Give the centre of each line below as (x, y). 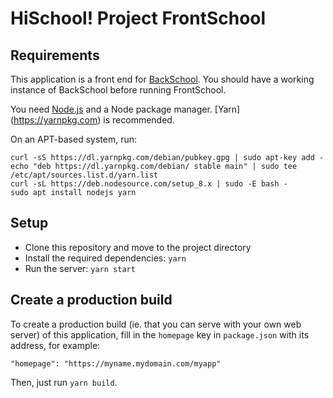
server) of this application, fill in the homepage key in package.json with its (160, 334)
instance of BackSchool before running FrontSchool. (118, 90)
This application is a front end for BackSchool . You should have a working (162, 79)
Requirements (55, 55)
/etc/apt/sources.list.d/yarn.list (84, 175)
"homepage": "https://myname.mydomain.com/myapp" (116, 363)
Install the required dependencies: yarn (105, 258)
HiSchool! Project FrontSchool (138, 18)
